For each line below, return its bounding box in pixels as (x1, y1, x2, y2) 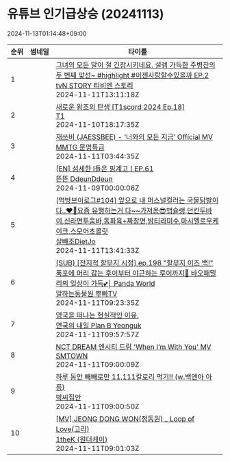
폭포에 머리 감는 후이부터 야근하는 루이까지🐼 (55, 268, 190, 278)
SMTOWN (55, 351, 88, 361)
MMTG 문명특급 (55, 142, 105, 151)
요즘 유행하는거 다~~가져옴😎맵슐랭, (77, 206, 188, 215)
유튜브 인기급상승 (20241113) (7, 6, 164, 22)
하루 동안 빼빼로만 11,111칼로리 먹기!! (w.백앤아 (55, 372, 204, 381)
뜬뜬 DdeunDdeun (55, 174, 113, 184)
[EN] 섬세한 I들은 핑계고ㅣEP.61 (55, 164, 154, 173)
